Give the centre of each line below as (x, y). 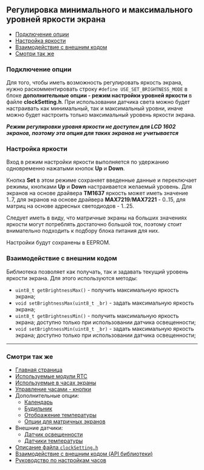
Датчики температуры (53, 441)
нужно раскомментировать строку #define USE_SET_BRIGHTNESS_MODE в (97, 89)
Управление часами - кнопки (53, 389)
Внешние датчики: (39, 428)
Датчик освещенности (53, 434)
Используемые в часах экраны (56, 383)
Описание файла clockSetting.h (56, 447)
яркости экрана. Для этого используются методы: (72, 278)
